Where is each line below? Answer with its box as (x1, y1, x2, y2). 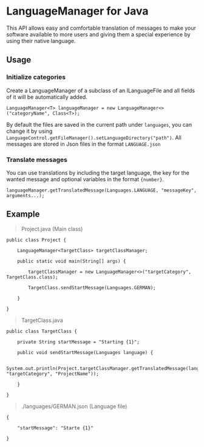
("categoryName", (6, 110, 50, 116)
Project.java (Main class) (21, 225, 83, 232)
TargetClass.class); (6, 274, 59, 280)
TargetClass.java (21, 317, 64, 324)
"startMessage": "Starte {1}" (17, 425, 94, 431)
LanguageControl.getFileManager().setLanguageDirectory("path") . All (6, 133, 182, 141)
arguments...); (6, 192, 45, 198)
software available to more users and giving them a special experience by (6, 30, 191, 38)
